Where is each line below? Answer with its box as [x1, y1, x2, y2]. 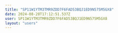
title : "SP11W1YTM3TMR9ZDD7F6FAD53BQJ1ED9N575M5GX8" [5, 7, 114, 12]
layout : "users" [5, 20, 38, 26]
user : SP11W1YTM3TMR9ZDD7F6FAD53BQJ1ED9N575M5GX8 [5, 16, 108, 21]
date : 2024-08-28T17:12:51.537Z [5, 12, 70, 16]
